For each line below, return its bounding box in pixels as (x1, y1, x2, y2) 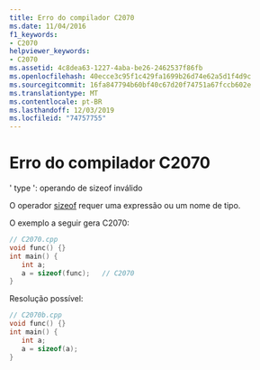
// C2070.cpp (9, 236, 58, 245)
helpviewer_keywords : (9, 47, 91, 56)
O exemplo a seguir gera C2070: (9, 217, 130, 228)
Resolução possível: (9, 293, 84, 304)
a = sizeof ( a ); (21, 344, 78, 353)
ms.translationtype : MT (9, 88, 99, 97)
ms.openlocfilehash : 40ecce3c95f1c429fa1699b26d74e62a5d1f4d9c (9, 72, 252, 81)
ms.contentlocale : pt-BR (9, 97, 103, 106)
